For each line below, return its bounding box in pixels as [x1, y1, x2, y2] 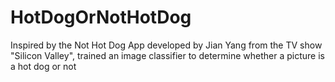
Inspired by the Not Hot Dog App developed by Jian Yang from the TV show [10, 39, 323, 51]
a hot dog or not [10, 60, 77, 72]
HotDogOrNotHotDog [10, 6, 192, 29]
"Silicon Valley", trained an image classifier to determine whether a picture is [10, 49, 325, 61]
